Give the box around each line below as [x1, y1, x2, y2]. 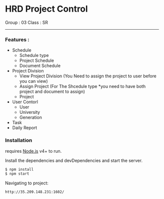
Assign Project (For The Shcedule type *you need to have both [19, 84, 146, 90]
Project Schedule [19, 57, 54, 64]
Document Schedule [19, 63, 61, 69]
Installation [5, 137, 33, 144]
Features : [5, 36, 30, 43]
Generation [19, 114, 42, 120]
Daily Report [12, 125, 38, 131]
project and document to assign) [19, 89, 85, 94]
